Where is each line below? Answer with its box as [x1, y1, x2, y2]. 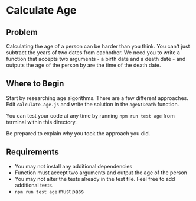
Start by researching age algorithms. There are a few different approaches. [6, 94, 189, 101]
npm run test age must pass [14, 187, 84, 195]
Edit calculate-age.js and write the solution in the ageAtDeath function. [6, 100, 179, 108]
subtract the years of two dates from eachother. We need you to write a [6, 49, 180, 56]
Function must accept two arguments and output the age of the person [14, 169, 188, 176]
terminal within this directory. [6, 118, 77, 125]
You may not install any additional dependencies [14, 163, 133, 170]
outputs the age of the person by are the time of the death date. [6, 61, 161, 69]
